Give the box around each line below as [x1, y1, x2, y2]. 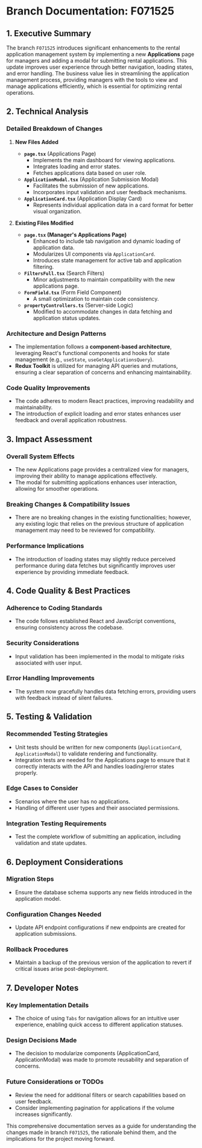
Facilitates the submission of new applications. [33, 182, 150, 189]
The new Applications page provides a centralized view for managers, [14, 465, 189, 473]
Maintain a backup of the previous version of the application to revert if [14, 959, 192, 966]
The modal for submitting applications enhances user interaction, [14, 478, 177, 486]
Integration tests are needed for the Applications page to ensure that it [14, 756, 190, 763]
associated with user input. [14, 659, 83, 666]
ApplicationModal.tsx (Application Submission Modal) [24, 175, 159, 183]
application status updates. [33, 314, 101, 321]
